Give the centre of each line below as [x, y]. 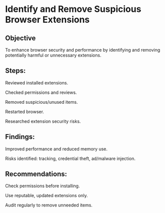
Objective [21, 38]
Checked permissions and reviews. [41, 92]
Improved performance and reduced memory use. [56, 149]
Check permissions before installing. [42, 186]
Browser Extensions [47, 20]
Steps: [15, 71]
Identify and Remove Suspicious [73, 9]
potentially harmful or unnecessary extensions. [53, 55]
